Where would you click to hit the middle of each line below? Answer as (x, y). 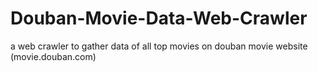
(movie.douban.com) (53, 56)
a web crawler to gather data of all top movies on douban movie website (159, 46)
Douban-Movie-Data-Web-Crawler (159, 18)
